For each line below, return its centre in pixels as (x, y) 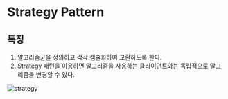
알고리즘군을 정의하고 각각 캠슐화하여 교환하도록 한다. (89, 57)
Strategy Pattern (56, 12)
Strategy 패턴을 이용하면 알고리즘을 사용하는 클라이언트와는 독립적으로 (113, 66)
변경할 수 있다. (55, 74)
